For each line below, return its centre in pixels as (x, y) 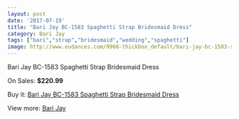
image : (17, 47)
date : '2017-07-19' (36, 21)
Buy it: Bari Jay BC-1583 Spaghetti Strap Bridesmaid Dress (93, 94)
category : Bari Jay (36, 34)
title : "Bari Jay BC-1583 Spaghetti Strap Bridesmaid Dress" (100, 27)
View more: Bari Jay (37, 108)
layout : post (27, 14)
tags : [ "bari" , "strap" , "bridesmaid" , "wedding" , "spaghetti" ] (99, 40)
